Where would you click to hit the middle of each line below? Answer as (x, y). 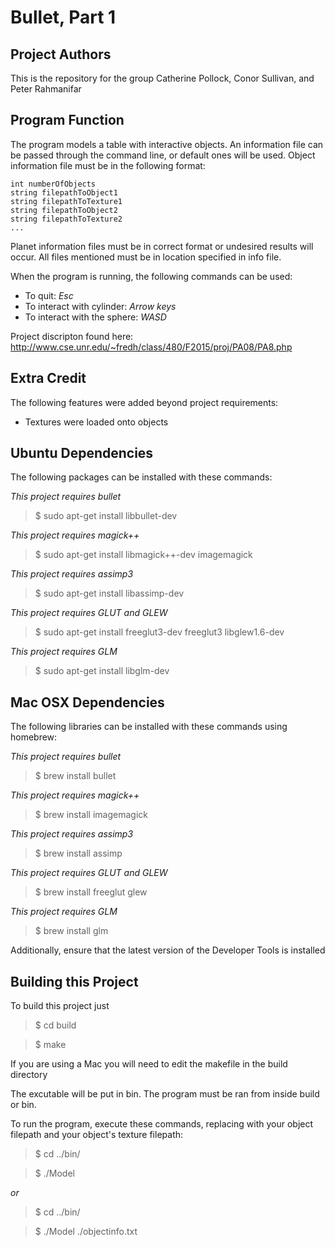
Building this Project (74, 981)
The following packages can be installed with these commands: (141, 477)
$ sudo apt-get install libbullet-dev (106, 516)
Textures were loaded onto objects (96, 422)
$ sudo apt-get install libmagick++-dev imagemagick (143, 555)
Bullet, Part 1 (63, 17)
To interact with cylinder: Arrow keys (100, 306)
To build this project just (60, 1006)
